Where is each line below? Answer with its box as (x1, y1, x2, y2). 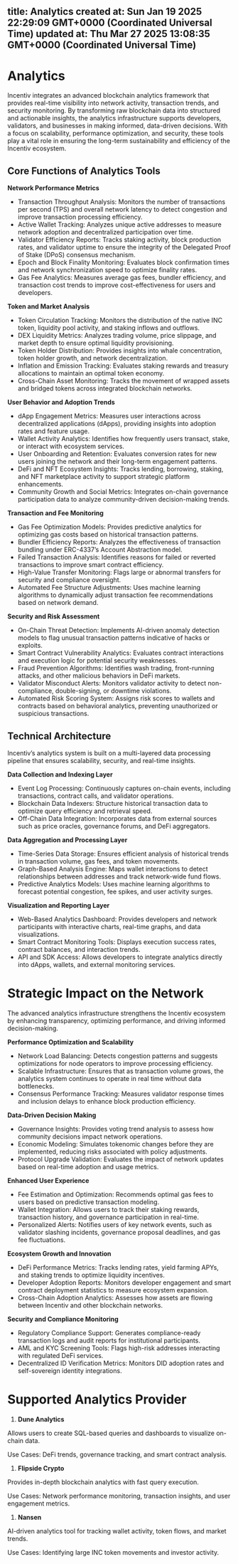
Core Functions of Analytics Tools (7, 165, 161, 177)
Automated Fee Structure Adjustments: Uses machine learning (17, 584, 201, 592)
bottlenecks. (17, 1082, 55, 1090)
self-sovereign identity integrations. (17, 1366, 122, 1374)
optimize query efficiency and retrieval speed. (17, 807, 153, 815)
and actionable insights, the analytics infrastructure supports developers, (7, 114, 222, 123)
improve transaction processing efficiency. (17, 213, 144, 222)
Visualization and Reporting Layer (7, 901, 110, 909)
